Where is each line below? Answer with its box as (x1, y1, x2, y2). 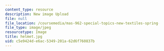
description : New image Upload (5, 12, 69, 17)
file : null (5, 16, 27, 21)
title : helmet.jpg (5, 34, 42, 39)
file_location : (5, 20, 36, 26)
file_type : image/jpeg (5, 25, 51, 30)
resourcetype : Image (5, 30, 47, 34)
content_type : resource (5, 7, 54, 12)
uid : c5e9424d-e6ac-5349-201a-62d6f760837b (5, 39, 95, 44)
